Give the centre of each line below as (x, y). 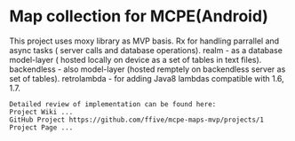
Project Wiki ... (41, 112)
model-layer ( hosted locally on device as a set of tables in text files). (136, 59)
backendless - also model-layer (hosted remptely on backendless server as (147, 69)
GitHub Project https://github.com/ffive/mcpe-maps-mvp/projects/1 (137, 120)
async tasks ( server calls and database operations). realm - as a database (146, 50)
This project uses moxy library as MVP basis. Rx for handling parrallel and (144, 41)
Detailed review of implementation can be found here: (113, 104)
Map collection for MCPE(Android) (139, 16)
